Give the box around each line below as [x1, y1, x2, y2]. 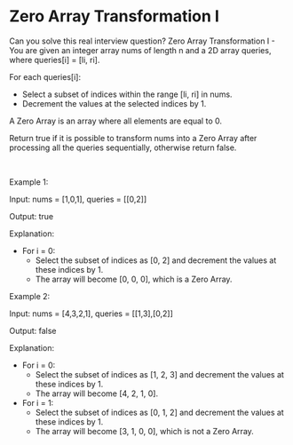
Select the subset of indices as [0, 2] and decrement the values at [35, 255, 277, 266]
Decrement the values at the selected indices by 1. [21, 98, 207, 108]
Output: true [9, 211, 54, 221]
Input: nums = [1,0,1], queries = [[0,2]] [9, 194, 147, 204]
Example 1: [9, 176, 49, 187]
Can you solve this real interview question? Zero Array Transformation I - [9, 36, 275, 46]
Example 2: [9, 290, 51, 301]
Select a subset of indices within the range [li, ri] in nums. [21, 89, 233, 99]
